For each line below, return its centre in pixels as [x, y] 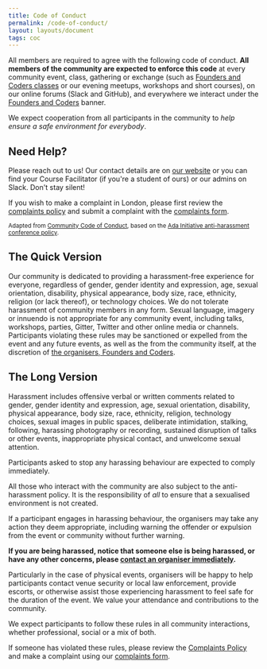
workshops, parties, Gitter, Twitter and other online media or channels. [124, 327]
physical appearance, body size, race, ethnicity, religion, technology [120, 413]
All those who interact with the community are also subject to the [114, 486]
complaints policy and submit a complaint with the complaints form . [119, 211]
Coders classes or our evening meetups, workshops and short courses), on [132, 86]
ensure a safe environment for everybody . [77, 126]
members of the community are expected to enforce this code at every [127, 69]
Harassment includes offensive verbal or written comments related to [122, 396]
